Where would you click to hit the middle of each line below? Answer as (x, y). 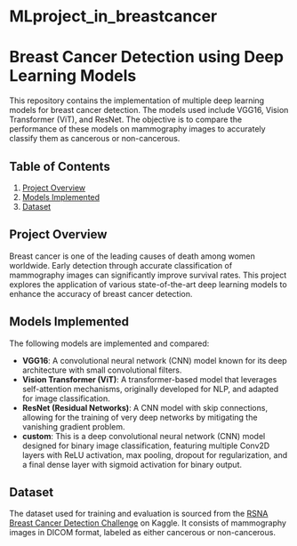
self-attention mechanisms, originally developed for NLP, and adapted (150, 389)
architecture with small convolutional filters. (102, 370)
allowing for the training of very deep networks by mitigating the (140, 417)
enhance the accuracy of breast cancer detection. (101, 293)
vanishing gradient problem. (74, 426)
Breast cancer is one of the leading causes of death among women (132, 256)
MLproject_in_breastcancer (113, 16)
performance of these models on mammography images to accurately (137, 129)
